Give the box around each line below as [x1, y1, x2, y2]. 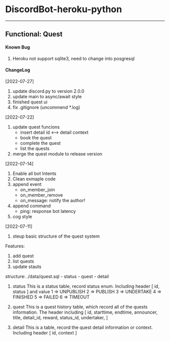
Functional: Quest [5, 30, 63, 39]
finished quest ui [12, 99, 48, 105]
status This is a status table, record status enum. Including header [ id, [12, 283, 160, 289]
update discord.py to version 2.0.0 [12, 88, 84, 94]
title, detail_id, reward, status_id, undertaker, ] [12, 314, 108, 320]
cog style [12, 213, 32, 219]
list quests [12, 258, 34, 264]
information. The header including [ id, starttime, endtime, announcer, [12, 309, 158, 315]
